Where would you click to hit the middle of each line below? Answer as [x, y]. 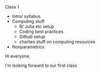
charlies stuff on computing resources [57, 42]
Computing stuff [28, 21]
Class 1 [12, 7]
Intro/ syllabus [26, 16]
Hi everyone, [18, 56]
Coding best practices [41, 31]
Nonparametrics [28, 47]
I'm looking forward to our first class [41, 65]
